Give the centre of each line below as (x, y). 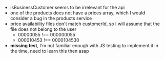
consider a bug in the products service (51, 18)
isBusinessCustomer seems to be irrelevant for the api (67, 7)
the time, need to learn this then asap (49, 51)
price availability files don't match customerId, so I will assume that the (85, 24)
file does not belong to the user (43, 29)
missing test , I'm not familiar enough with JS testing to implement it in (84, 45)
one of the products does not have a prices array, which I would (77, 13)
